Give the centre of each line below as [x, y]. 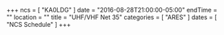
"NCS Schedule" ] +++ [39, 24]
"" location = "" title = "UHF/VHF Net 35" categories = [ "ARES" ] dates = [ [112, 17]
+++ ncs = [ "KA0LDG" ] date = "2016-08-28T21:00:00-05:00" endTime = [112, 10]
